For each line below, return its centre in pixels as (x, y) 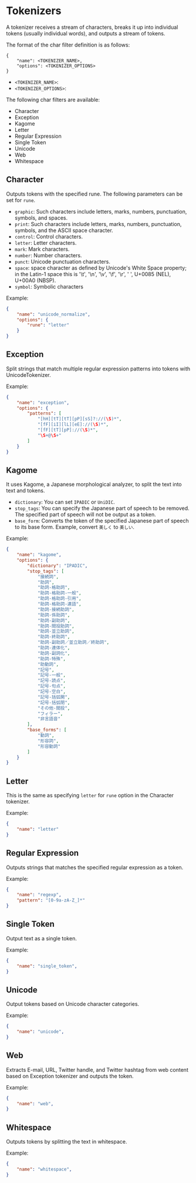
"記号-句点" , (52, 686)
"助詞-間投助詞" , (56, 626)
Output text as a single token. (42, 938)
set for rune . (21, 200)
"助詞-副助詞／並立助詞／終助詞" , (73, 642)
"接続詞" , (48, 576)
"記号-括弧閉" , (54, 702)
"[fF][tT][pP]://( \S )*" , (68, 430)
